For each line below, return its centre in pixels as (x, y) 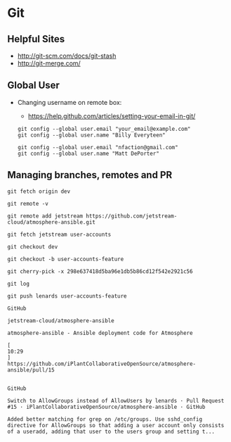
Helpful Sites (36, 39)
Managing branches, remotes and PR (90, 175)
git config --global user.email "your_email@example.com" (104, 129)
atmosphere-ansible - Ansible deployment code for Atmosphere (100, 333)
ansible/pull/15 (31, 370)
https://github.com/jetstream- (131, 216)
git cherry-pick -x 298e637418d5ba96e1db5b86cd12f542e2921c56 (100, 271)
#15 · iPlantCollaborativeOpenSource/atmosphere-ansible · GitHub (106, 407)
